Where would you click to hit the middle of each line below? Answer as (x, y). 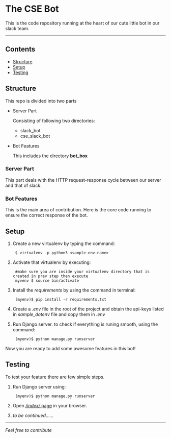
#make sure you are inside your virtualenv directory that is (82, 272)
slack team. (17, 28)
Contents (20, 49)
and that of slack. (23, 185)
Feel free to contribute (28, 430)
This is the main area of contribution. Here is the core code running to (78, 210)
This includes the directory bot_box (50, 156)
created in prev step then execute (50, 276)
